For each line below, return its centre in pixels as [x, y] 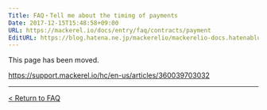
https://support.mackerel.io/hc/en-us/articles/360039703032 [109, 75]
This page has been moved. [54, 60]
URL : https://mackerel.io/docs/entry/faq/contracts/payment [110, 30]
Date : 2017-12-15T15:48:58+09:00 [64, 23]
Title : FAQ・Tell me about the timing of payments [93, 15]
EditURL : [23, 38]
